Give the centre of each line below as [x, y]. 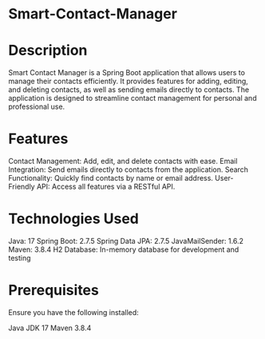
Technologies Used [74, 219]
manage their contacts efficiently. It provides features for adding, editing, [129, 82]
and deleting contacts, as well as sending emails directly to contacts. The [129, 90]
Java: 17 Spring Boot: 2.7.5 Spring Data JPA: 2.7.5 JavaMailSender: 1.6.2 [126, 241]
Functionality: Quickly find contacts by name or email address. [111, 178]
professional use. [37, 107]
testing [20, 258]
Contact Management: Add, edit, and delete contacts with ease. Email [123, 162]
